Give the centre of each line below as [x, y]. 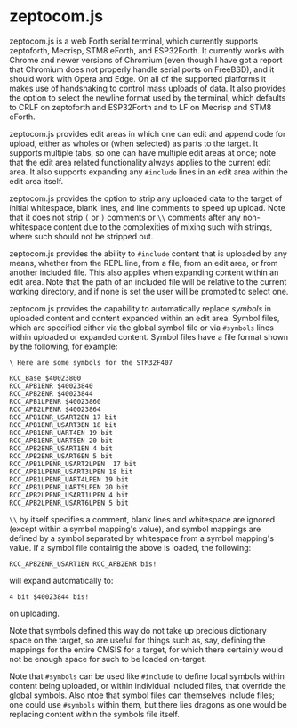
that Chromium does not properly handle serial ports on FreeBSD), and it [142, 69]
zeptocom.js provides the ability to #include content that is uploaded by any [148, 253]
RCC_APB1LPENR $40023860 [55, 401]
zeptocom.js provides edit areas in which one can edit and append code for [148, 133]
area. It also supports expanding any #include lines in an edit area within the [149, 172]
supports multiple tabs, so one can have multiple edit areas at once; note [143, 152]
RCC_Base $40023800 [45, 378]
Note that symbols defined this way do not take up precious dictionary [138, 630]
